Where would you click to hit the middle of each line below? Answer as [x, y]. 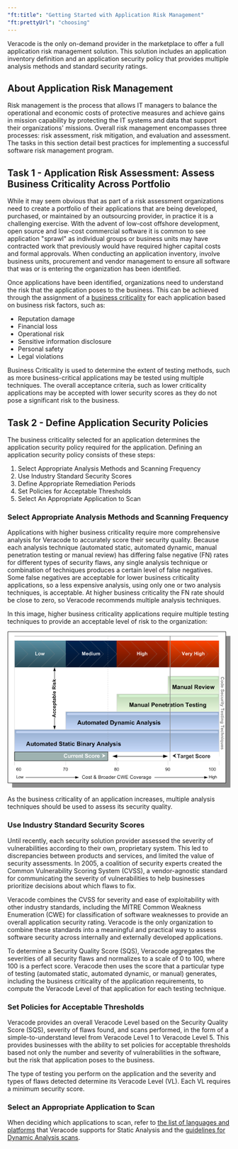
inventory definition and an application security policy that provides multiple [118, 58]
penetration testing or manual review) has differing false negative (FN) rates [118, 555]
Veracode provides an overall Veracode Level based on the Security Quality [118, 1022]
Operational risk [41, 334]
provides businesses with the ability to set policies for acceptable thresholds [119, 1045]
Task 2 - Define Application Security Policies [108, 423]
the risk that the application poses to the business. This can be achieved [113, 290]
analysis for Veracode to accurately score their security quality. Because [113, 540]
